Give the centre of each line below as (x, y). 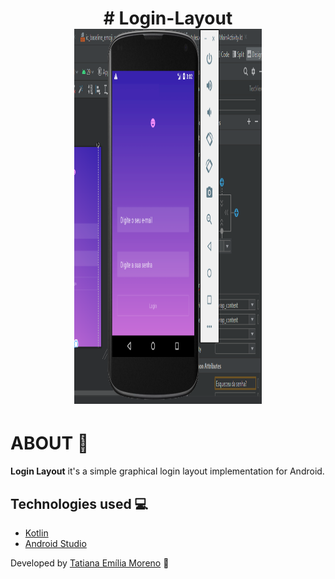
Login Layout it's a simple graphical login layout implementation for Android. (167, 471)
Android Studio (55, 543)
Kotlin (36, 533)
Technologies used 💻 (79, 503)
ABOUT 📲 (50, 443)
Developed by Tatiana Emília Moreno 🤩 (90, 563)
